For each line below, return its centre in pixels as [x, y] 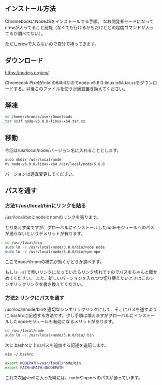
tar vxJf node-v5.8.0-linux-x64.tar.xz [45, 121]
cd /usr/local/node [25, 331]
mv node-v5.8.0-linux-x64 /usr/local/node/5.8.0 [55, 164]
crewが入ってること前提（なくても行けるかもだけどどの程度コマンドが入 [77, 27]
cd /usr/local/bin [23, 243]
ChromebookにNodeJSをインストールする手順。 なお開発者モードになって [79, 21]
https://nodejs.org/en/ [27, 72]
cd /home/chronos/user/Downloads [39, 117]
